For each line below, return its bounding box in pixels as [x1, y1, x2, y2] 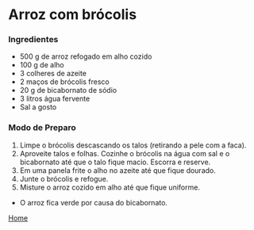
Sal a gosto [19, 102, 57, 112]
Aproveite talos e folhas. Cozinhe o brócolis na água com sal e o [19, 148, 230, 158]
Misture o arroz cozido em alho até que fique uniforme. [19, 182, 201, 192]
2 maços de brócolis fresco [19, 77, 110, 86]
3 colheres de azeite [19, 69, 87, 79]
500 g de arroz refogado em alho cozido [19, 52, 152, 61]
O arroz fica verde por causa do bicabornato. [19, 197, 168, 207]
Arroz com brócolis [8, 6, 137, 24]
